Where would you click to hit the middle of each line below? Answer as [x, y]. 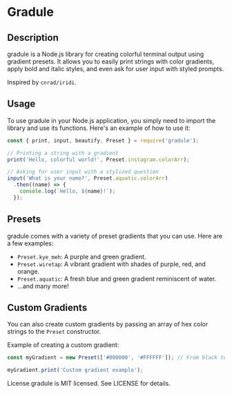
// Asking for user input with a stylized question [83, 172]
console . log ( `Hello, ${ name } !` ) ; [68, 191]
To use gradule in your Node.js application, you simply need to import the [112, 120]
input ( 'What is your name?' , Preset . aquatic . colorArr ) [88, 178]
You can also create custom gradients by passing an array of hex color [108, 324]
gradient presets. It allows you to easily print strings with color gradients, [111, 62]
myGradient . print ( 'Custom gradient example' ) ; [75, 370]
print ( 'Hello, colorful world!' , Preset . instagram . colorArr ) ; [98, 160]
